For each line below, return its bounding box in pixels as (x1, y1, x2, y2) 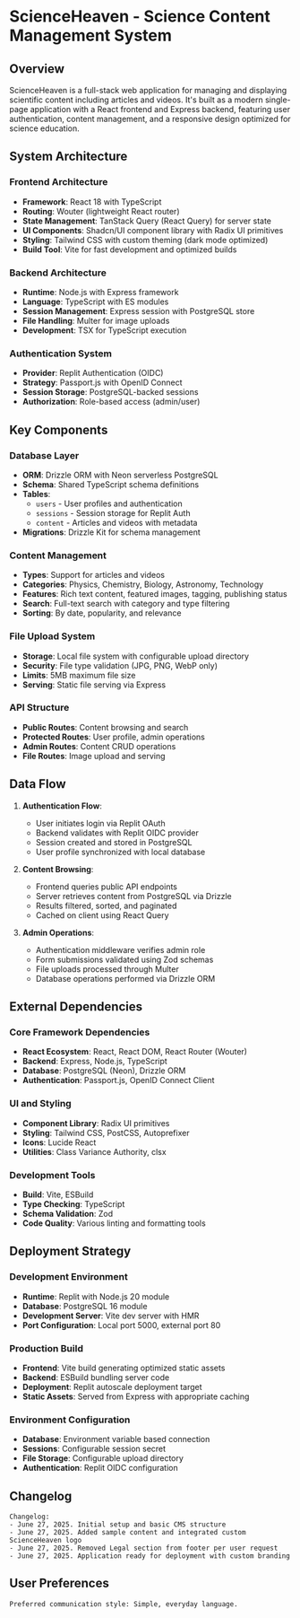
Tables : (21, 488, 51, 499)
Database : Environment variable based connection (21, 1434, 210, 1445)
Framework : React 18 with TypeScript (21, 196, 162, 207)
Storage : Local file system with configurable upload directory (21, 651, 249, 661)
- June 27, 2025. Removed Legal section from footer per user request (9, 1544, 279, 1553)
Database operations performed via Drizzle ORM (35, 973, 216, 984)
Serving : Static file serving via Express (21, 679, 167, 690)
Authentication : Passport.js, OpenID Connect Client (21, 1075, 215, 1086)
